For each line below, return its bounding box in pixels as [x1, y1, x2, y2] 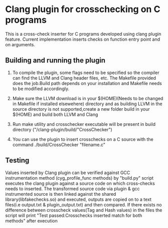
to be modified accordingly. [12, 86, 69, 92]
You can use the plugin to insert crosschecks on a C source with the [12, 136, 154, 142]
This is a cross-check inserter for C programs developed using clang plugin [5, 31, 161, 37]
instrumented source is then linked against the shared [5, 191, 116, 197]
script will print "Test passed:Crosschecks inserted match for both [5, 212, 142, 218]
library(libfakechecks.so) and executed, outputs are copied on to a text [5, 196, 152, 202]
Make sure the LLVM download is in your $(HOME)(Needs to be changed [12, 95, 163, 101]
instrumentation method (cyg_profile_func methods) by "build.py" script [5, 175, 154, 181]
